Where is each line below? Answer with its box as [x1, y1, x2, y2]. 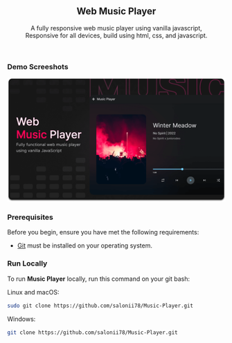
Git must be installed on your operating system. [17, 241, 152, 250]
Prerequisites [7, 212, 53, 222]
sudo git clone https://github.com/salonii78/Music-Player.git [7, 302, 194, 309]
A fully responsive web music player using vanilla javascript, [30, 24, 202, 32]
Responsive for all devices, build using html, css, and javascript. [25, 31, 208, 39]
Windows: [7, 315, 36, 323]
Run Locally [7, 259, 48, 268]
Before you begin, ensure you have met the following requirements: [7, 228, 199, 237]
